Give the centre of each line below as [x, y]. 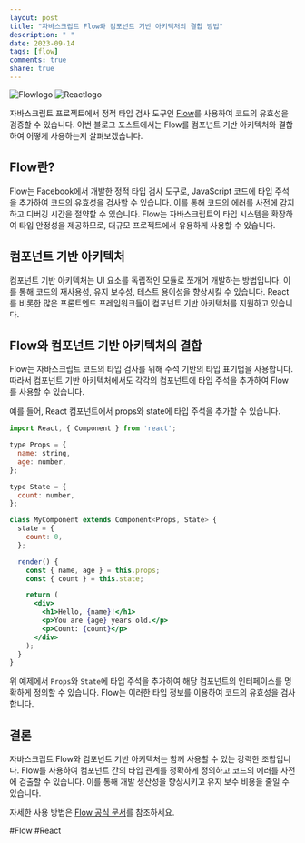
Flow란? [32, 168]
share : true [32, 69]
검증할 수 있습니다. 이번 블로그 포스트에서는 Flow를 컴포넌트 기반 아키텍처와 [143, 125]
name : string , [44, 454]
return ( [42, 595]
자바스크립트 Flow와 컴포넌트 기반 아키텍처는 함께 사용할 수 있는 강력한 [135, 759]
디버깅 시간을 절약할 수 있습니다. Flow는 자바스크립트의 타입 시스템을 [148, 214]
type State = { [38, 487]
